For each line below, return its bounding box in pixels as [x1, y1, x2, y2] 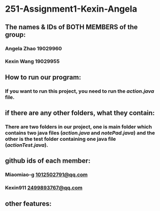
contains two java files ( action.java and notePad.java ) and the [5, 130, 155, 136]
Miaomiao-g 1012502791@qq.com [5, 172, 88, 178]
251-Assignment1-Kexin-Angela [5, 3, 138, 15]
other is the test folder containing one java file [5, 135, 116, 142]
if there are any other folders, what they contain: [5, 109, 155, 117]
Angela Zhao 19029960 [5, 45, 62, 52]
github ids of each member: [5, 157, 91, 165]
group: [5, 30, 26, 38]
